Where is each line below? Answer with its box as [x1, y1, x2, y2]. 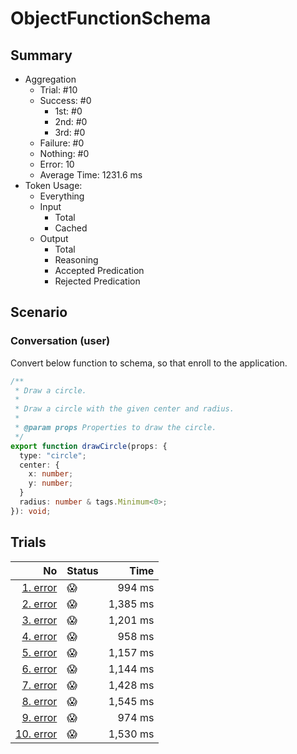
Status [66, 563, 99, 577]
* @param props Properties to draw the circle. [14, 423, 217, 433]
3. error [21, 613, 58, 627]
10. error [15, 727, 58, 741]
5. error [21, 645, 58, 659]
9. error [21, 710, 58, 724]
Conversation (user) [10, 334, 111, 348]
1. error [21, 580, 58, 594]
